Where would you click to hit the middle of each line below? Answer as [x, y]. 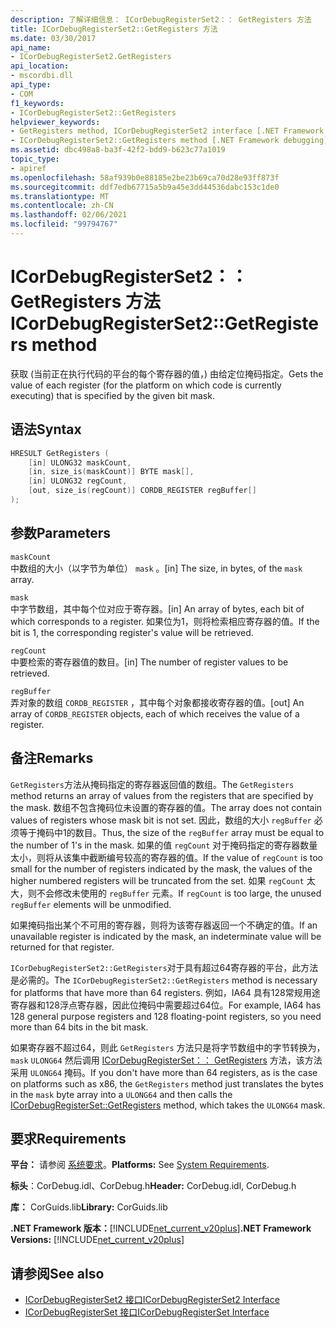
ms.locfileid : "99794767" [64, 224]
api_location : [40, 66]
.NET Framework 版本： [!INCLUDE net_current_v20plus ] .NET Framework [161, 1228]
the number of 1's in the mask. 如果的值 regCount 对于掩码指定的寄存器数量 [164, 845]
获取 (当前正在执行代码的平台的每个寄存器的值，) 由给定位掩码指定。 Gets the [167, 373]
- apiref [28, 168]
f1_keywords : [37, 103]
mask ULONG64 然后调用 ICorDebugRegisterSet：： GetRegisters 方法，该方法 [166, 1060]
